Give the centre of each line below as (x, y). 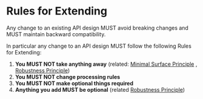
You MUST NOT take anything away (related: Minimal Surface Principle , (106, 64)
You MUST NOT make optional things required (74, 83)
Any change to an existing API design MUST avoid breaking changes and (98, 28)
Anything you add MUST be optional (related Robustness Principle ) (100, 89)
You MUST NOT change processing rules (68, 77)
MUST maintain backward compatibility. (56, 34)
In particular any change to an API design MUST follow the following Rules (99, 46)
